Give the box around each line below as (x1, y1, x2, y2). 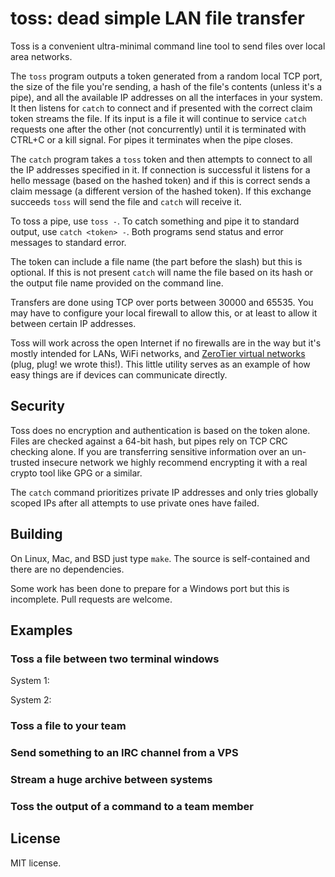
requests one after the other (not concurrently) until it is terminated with (10, 123, 307, 135)
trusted (10, 456, 40, 468)
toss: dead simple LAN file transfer (10, 7, 305, 30)
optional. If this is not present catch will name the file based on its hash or (10, 266, 313, 278)
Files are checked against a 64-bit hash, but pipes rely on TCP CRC (10, 435, 288, 447)
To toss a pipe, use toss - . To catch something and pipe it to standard (10, 215, 300, 227)
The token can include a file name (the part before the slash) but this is (10, 255, 303, 267)
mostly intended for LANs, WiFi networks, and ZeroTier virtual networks (10, 347, 306, 359)
